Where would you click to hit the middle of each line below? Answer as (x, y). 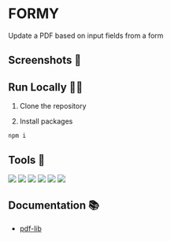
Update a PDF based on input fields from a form (86, 35)
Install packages (46, 121)
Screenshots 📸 (45, 60)
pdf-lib (30, 228)
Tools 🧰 (27, 159)
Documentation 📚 (54, 206)
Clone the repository (53, 106)
